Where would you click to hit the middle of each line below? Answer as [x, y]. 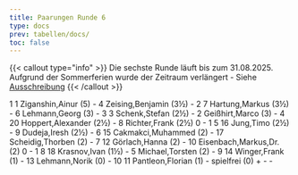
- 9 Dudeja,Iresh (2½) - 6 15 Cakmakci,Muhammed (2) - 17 [117, 133]
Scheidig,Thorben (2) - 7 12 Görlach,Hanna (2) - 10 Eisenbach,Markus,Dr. [145, 142]
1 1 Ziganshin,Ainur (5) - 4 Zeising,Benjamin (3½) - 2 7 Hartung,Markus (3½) [149, 104]
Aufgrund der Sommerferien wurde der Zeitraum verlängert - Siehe [133, 78]
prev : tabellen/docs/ [50, 34]
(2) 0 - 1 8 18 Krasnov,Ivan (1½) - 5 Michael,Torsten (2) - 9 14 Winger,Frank [147, 152]
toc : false [30, 42]
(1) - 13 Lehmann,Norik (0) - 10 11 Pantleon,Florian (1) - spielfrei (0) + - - [141, 161]
